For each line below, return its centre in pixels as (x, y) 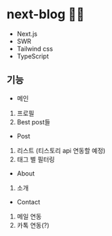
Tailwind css (35, 48)
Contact (28, 202)
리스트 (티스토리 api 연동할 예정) (61, 150)
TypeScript (33, 56)
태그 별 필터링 (36, 159)
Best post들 (33, 122)
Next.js (27, 34)
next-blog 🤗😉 (46, 14)
